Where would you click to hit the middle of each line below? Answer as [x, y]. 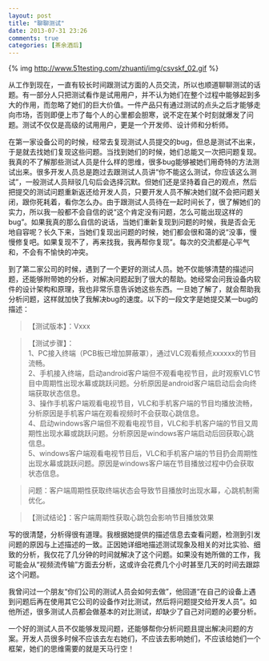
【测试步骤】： [51, 343]
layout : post [30, 16]
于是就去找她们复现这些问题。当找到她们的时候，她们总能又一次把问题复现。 [134, 152]
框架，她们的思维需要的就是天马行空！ [71, 649]
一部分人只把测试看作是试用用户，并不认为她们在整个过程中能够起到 [141, 95]
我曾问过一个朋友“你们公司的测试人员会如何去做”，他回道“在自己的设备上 [129, 592]
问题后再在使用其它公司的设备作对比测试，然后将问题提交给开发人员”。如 [136, 602]
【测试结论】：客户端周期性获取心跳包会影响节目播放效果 [121, 518]
